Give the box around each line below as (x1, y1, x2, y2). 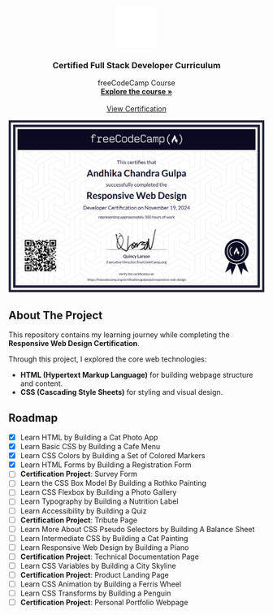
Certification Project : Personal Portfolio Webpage (19, 598, 188, 608)
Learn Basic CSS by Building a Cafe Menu (19, 442, 161, 452)
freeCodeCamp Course (97, 78, 176, 88)
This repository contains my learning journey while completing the (8, 330, 230, 340)
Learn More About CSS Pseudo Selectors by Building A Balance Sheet (19, 524, 255, 534)
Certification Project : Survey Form (19, 469, 138, 479)
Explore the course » (100, 87, 173, 97)
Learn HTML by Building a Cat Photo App (19, 432, 158, 443)
